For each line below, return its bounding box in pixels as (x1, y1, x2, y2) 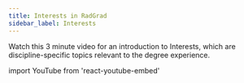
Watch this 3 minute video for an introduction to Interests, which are (8, 41, 236, 51)
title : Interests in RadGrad (8, 11, 107, 20)
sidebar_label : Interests (8, 19, 96, 27)
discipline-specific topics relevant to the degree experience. (8, 50, 211, 60)
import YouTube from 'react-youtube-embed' (8, 65, 160, 75)
